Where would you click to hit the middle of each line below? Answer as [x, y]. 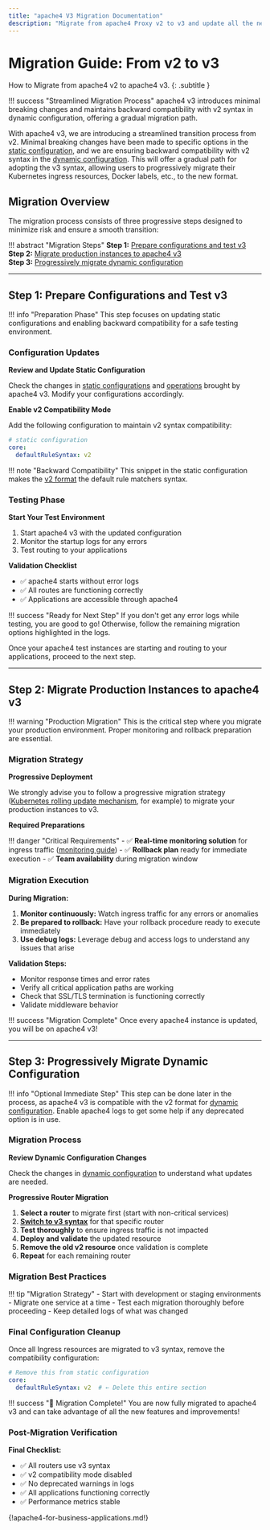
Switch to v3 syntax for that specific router [92, 1221]
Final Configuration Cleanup [65, 1332]
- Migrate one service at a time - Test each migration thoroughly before [127, 1303]
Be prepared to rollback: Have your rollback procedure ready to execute [140, 922]
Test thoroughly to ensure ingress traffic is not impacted [114, 1230]
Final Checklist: [35, 1450]
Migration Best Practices [57, 1276]
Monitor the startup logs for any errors [83, 542]
